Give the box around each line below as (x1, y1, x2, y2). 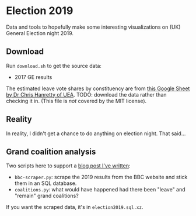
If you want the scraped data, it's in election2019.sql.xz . (6, 204, 143, 211)
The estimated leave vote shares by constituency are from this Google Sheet (6, 85, 190, 92)
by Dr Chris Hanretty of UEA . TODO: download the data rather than (6, 91, 167, 98)
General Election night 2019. (6, 29, 74, 36)
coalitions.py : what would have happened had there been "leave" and (14, 186, 185, 193)
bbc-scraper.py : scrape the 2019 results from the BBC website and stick (14, 174, 188, 181)
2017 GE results (14, 73, 52, 80)
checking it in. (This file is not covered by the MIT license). (6, 97, 147, 104)
